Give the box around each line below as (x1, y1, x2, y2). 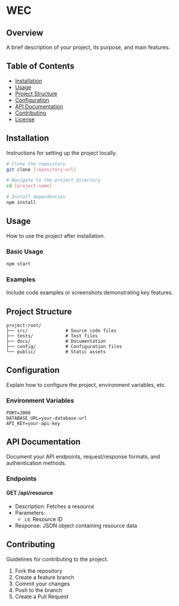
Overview (6, 28, 44, 38)
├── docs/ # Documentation (6, 338, 106, 344)
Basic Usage (6, 247, 44, 255)
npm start (6, 261, 31, 267)
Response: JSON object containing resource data (14, 522, 138, 529)
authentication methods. (6, 459, 67, 467)
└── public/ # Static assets (6, 348, 106, 355)
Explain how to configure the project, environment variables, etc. (6, 381, 166, 388)
